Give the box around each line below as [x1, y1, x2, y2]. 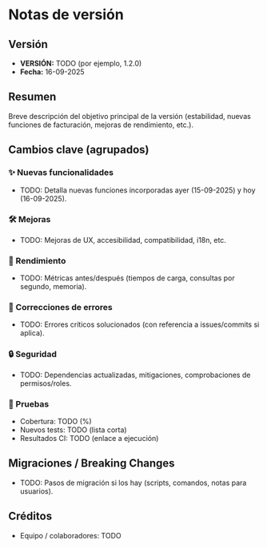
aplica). [19, 328, 46, 338]
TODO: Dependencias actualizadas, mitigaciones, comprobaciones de [19, 370, 251, 379]
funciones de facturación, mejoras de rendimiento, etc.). [8, 120, 194, 129]
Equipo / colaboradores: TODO [19, 530, 122, 540]
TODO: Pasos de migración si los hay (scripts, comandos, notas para [19, 478, 247, 487]
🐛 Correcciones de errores [8, 302, 114, 313]
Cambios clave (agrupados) [8, 143, 149, 157]
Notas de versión [8, 6, 124, 24]
